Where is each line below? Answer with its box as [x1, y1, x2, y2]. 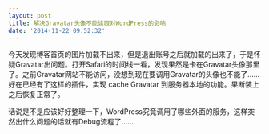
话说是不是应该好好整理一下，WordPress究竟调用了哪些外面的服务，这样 [8, 107, 248, 116]
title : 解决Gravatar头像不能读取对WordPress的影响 [8, 19, 167, 27]
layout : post [8, 11, 52, 20]
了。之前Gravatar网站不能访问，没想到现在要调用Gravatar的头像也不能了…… [8, 70, 260, 79]
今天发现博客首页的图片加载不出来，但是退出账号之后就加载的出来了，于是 [8, 50, 254, 59]
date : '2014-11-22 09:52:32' [8, 26, 106, 35]
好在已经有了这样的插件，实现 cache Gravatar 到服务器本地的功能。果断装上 [8, 79, 260, 89]
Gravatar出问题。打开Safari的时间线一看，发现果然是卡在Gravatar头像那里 [14, 59, 260, 69]
